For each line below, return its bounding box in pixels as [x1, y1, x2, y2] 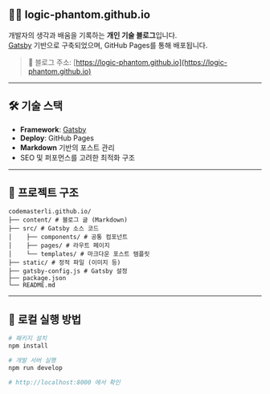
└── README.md [8, 282, 56, 290]
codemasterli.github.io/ [8, 208, 92, 216]
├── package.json [8, 274, 67, 282]
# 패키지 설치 [8, 335, 47, 343]
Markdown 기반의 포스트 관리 [19, 142, 115, 152]
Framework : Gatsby [19, 124, 87, 134]
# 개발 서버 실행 [8, 356, 56, 364]
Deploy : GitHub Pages [19, 133, 95, 143]
